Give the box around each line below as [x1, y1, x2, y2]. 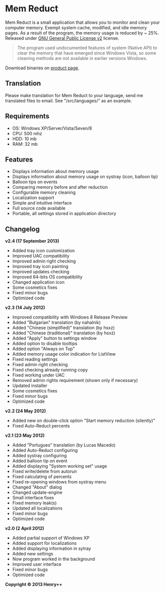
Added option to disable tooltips [12, 340, 78, 347]
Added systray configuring [12, 453, 67, 459]
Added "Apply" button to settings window [12, 335, 97, 341]
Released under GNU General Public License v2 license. [5, 35, 120, 41]
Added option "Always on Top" [12, 346, 75, 352]
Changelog [5, 225, 40, 233]
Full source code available [12, 205, 66, 211]
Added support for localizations [12, 540, 77, 546]
